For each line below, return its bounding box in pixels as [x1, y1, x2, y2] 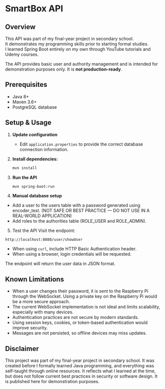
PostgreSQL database [12, 104, 57, 110]
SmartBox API [5, 3, 63, 14]
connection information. [19, 146, 69, 152]
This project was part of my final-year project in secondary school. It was [5, 357, 155, 363]
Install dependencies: [12, 156, 58, 162]
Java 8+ [12, 93, 29, 99]
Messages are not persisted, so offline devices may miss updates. [12, 330, 147, 336]
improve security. [12, 325, 48, 331]
